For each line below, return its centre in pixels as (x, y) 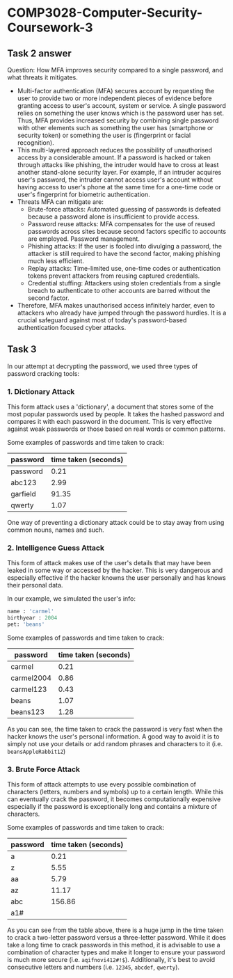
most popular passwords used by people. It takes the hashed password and (116, 414)
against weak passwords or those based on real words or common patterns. (116, 429)
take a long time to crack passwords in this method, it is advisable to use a (114, 945)
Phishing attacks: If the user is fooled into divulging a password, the (125, 246)
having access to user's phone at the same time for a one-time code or (119, 187)
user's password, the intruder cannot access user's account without (115, 180)
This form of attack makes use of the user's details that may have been (109, 563)
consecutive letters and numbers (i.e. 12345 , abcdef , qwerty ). (93, 967)
